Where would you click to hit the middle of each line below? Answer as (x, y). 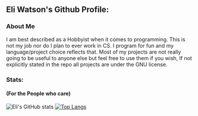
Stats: (15, 79)
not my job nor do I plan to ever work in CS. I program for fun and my (90, 45)
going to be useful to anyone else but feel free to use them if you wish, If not (99, 58)
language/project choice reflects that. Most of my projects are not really (94, 52)
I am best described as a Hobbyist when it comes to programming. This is (96, 39)
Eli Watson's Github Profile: (58, 10)
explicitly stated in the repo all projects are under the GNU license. (87, 64)
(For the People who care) (38, 94)
